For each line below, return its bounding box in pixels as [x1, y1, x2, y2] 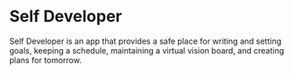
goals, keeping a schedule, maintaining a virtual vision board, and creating [9, 45, 285, 55]
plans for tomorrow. [9, 54, 83, 65]
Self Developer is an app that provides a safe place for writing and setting [9, 36, 281, 46]
